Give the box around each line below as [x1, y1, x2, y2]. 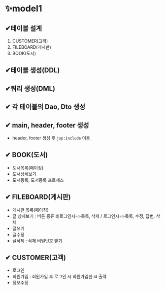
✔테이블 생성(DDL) [5, 66, 60, 74]
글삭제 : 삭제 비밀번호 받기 [12, 237, 63, 244]
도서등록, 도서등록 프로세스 [12, 177, 64, 183]
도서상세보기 [12, 171, 37, 177]
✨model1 [5, 3, 42, 14]
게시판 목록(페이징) [12, 207, 49, 213]
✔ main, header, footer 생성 [5, 121, 90, 129]
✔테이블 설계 [5, 24, 42, 32]
